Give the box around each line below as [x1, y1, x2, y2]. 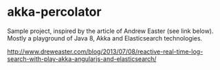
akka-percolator [7, 4, 102, 20]
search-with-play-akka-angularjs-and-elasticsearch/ [7, 54, 157, 62]
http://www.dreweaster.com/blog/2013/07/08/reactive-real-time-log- [7, 47, 203, 56]
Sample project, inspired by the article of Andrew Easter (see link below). [7, 27, 214, 35]
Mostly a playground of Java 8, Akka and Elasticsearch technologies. [7, 34, 203, 42]
